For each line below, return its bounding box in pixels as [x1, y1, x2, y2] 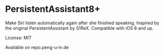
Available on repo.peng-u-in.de [5, 44, 69, 50]
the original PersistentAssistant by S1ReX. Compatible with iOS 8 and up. [5, 25, 154, 31]
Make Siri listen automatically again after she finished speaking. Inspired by [5, 20, 160, 26]
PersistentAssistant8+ [5, 3, 101, 15]
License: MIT [5, 35, 32, 41]
